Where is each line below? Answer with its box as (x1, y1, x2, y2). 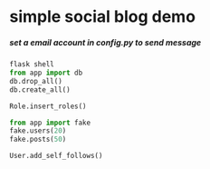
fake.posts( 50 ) (9, 134, 67, 144)
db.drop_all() (9, 76, 63, 85)
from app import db (9, 68, 83, 78)
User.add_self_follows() (9, 152, 103, 161)
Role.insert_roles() (9, 102, 88, 111)
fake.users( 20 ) (9, 126, 67, 135)
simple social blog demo (9, 6, 196, 27)
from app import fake (9, 118, 91, 127)
